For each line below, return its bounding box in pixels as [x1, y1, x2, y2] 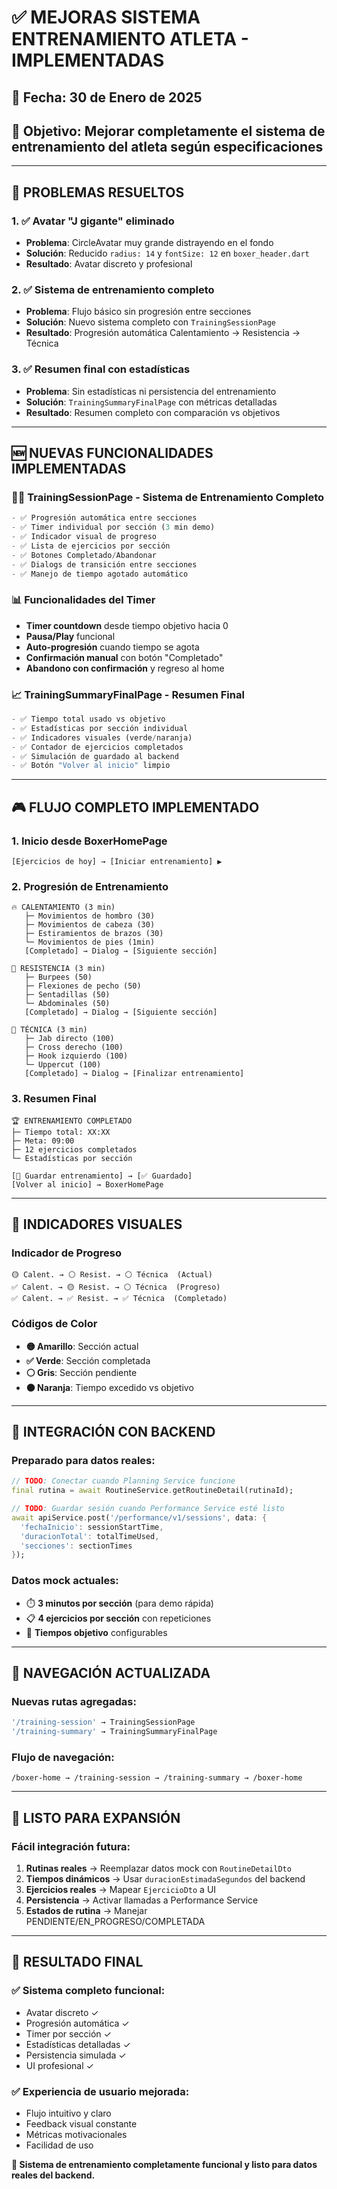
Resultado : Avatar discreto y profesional [25, 258, 193, 270]
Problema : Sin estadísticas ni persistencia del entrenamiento [25, 385, 277, 397]
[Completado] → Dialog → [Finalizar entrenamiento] [24, 1069, 245, 1079]
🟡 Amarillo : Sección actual [25, 1340, 139, 1352]
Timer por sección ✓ [25, 2027, 112, 2040]
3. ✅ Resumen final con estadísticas [11, 362, 191, 376]
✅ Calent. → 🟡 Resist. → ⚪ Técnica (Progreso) [11, 1282, 221, 1293]
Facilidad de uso [25, 2139, 94, 2151]
